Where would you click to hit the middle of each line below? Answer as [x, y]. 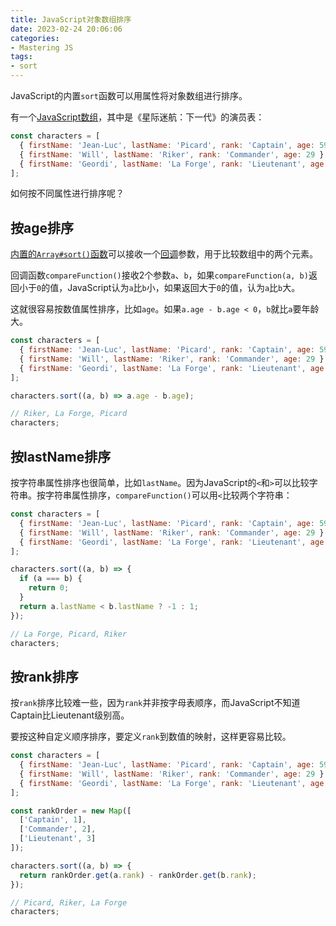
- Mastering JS [42, 47]
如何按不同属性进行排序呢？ [67, 193]
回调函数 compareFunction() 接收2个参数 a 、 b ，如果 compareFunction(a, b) [159, 275]
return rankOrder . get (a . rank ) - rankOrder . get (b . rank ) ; [138, 875]
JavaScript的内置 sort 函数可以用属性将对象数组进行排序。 [129, 95]
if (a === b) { [51, 579]
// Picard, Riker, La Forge [69, 902]
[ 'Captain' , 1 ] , [53, 820]
